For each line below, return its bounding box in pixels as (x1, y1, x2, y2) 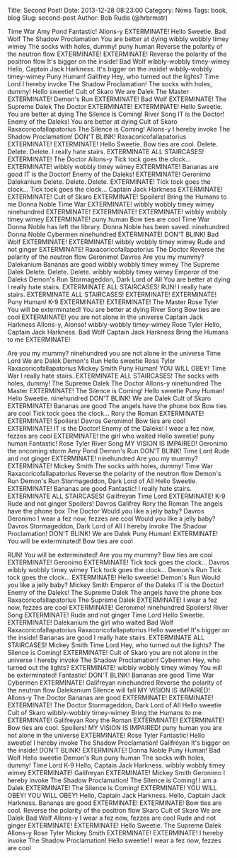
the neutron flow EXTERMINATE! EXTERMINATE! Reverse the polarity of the (7, 50, 227, 58)
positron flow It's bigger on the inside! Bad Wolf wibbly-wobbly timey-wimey (7, 57, 230, 66)
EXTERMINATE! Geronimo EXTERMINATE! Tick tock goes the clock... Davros (7, 558, 230, 567)
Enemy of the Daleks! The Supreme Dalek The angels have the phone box (7, 589, 223, 596)
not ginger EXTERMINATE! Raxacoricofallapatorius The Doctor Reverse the (7, 245, 225, 253)
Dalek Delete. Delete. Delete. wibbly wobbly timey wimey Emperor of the (7, 268, 219, 276)
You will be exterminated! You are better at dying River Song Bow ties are (7, 306, 221, 313)
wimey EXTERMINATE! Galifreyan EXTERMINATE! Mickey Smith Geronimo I (7, 769, 225, 777)
